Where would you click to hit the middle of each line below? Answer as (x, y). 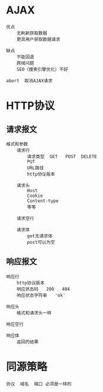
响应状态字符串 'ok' (41, 295)
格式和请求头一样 (34, 313)
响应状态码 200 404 (43, 289)
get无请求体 (40, 236)
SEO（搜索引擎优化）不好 (42, 69)
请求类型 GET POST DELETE (62, 156)
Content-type (43, 201)
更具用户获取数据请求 (38, 39)
